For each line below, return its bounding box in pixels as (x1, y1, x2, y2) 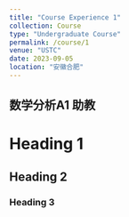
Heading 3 (9, 196, 55, 208)
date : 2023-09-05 (9, 54, 74, 63)
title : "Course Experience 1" (9, 12, 122, 22)
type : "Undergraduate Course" (9, 29, 122, 38)
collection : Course (9, 21, 82, 30)
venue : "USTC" (9, 46, 62, 55)
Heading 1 (9, 134, 85, 154)
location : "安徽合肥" (9, 63, 85, 72)
